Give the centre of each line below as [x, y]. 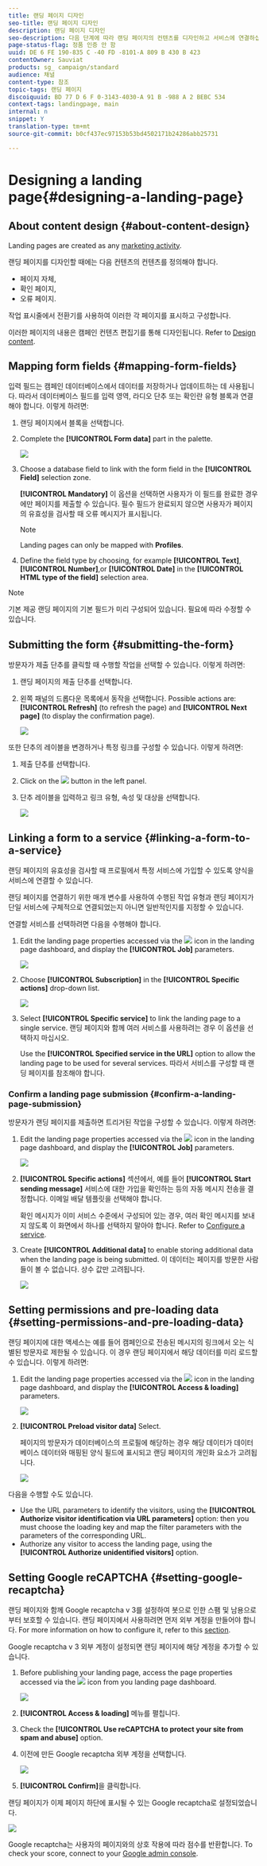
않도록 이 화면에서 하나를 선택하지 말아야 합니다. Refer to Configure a [136, 1225]
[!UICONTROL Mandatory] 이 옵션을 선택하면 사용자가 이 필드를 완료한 [132, 494]
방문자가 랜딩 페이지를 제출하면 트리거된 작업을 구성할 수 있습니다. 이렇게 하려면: [132, 1122]
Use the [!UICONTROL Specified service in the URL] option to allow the [137, 1054]
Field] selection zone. [55, 478]
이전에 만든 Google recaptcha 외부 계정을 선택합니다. [103, 1754]
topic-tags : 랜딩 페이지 [45, 89]
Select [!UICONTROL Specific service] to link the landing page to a [130, 1019]
